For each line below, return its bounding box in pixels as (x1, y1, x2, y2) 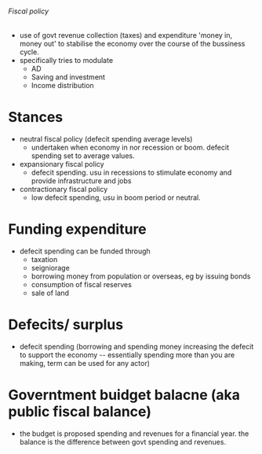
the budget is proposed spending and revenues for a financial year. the (19, 429, 249, 438)
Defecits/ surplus (8, 316, 124, 334)
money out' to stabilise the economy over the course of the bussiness (19, 39, 246, 49)
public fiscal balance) (8, 403, 151, 421)
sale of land (31, 288, 69, 298)
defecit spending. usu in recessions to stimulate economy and (31, 168, 232, 177)
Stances (8, 109, 64, 126)
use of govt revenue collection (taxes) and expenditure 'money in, (19, 31, 233, 40)
